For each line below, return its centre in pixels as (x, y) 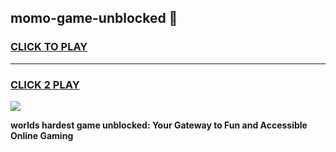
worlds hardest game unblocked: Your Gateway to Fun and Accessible (159, 125)
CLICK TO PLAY (49, 47)
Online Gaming (42, 135)
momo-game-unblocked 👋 (94, 18)
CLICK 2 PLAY (45, 84)
